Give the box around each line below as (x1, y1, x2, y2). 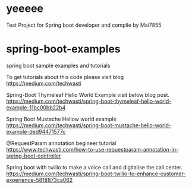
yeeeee (6, 2, 43, 15)
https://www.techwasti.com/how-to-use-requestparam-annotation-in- (6, 146, 179, 153)
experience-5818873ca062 (6, 176, 73, 183)
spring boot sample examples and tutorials (6, 62, 111, 69)
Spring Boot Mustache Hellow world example (6, 115, 117, 122)
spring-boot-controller (6, 152, 61, 159)
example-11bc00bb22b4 (6, 103, 66, 111)
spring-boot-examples (6, 42, 121, 56)
